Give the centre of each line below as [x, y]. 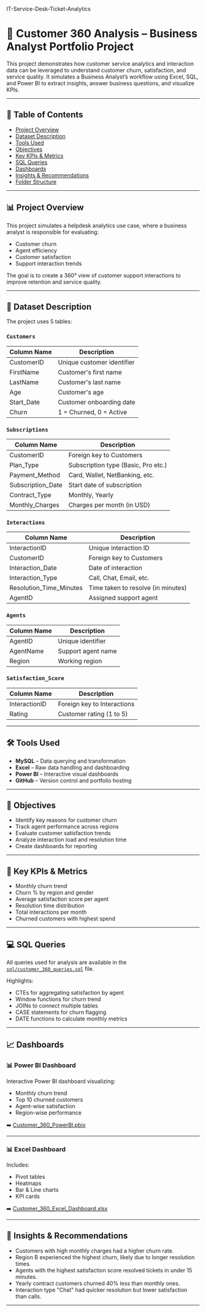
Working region [80, 661]
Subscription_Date [36, 485]
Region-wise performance [48, 1113]
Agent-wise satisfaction [45, 1106]
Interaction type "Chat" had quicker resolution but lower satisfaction [101, 1290]
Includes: [18, 1165]
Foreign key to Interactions [96, 704]
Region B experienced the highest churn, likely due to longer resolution [105, 1257]
